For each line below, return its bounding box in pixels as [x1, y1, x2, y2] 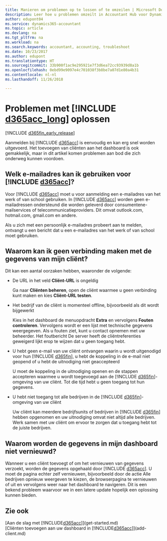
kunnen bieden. [5, 492, 37, 498]
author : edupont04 [5, 16, 43, 21]
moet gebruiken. [5, 233, 39, 239]
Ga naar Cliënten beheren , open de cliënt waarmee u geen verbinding [12, 287, 157, 293]
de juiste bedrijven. [12, 425, 52, 431]
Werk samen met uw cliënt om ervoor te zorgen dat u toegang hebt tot [12, 420, 157, 426]
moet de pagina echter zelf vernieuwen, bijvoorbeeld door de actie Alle [5, 471, 151, 477]
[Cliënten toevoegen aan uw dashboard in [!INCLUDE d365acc [5, 525, 132, 531]
